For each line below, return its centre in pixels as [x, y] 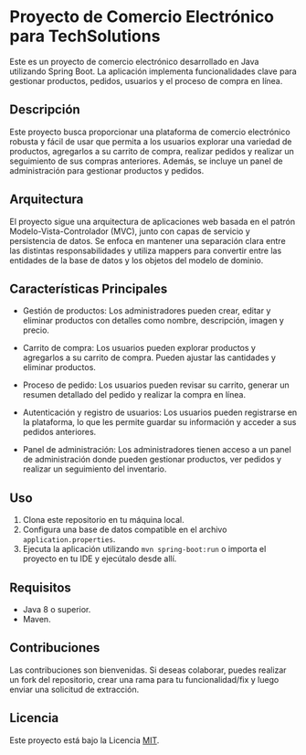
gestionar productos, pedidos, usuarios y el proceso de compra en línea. [146, 80]
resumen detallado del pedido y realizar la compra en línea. [134, 395]
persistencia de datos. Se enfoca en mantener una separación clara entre [148, 240]
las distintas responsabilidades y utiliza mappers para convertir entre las [146, 250]
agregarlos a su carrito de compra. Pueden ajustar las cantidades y [149, 357]
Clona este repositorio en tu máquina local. [103, 520]
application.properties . [69, 539]
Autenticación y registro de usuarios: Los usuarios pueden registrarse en [160, 412]
